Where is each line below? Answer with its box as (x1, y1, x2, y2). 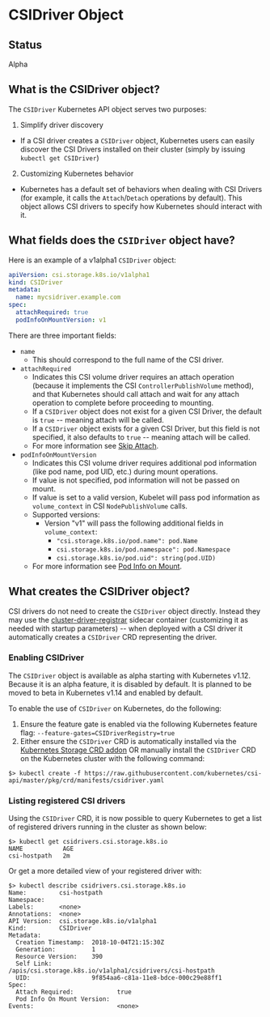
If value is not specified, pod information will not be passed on (32, 475, 240, 485)
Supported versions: (32, 509, 100, 519)
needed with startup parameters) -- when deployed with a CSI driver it (8, 623, 243, 633)
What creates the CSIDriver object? (8, 585, 191, 598)
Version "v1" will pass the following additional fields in (44, 518, 224, 528)
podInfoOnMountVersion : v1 (15, 316, 107, 324)
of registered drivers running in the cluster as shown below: (8, 822, 208, 832)
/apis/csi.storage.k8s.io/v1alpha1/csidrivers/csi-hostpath (8, 967, 216, 975)
